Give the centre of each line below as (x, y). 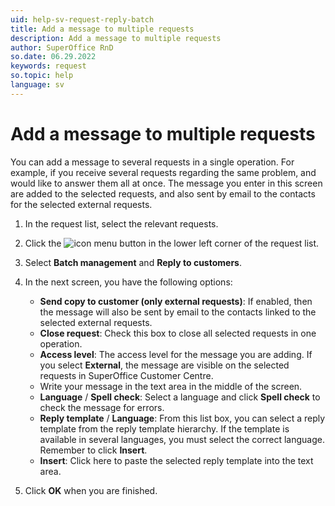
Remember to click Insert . (93, 450)
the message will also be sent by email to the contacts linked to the (178, 312)
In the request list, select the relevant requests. (121, 223)
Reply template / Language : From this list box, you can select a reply (182, 418)
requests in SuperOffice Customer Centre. (126, 375)
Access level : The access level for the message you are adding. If (176, 354)
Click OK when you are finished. (91, 490)
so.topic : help (42, 76)
